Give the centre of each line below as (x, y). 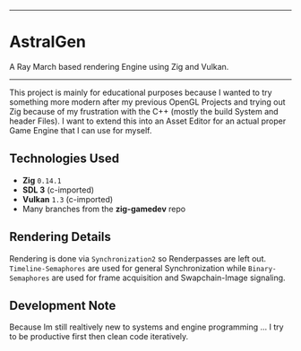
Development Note (63, 305)
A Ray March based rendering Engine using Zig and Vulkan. (119, 66)
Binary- (262, 269)
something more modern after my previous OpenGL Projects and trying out (147, 102)
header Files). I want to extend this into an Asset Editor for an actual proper (148, 121)
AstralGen (48, 42)
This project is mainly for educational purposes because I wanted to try (141, 92)
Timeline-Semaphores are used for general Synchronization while (128, 268)
